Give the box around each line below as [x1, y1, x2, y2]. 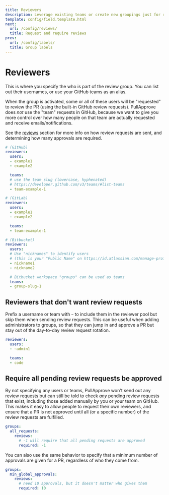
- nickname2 [10, 265, 35, 270]
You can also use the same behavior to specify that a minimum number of [5, 452, 158, 458]
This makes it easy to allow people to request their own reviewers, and [5, 404, 151, 410]
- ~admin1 [10, 346, 30, 351]
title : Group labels [10, 45, 53, 50]
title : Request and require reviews [10, 31, 87, 36]
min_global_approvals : [10, 472, 57, 477]
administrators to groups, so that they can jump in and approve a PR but [5, 322, 154, 328]
